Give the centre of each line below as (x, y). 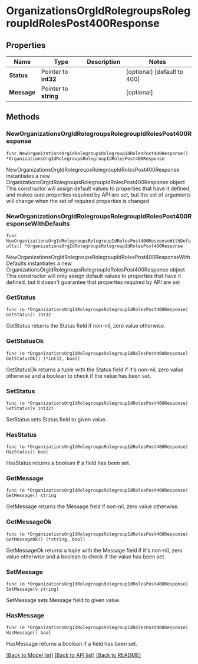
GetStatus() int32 (29, 315)
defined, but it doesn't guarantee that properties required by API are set (93, 282)
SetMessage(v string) (33, 589)
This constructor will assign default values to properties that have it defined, (99, 188)
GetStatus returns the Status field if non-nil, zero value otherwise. (86, 326)
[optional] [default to (155, 72)
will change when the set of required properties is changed (78, 201)
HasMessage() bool (29, 633)
